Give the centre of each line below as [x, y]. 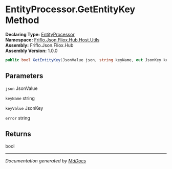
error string [18, 118]
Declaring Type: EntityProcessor [40, 34]
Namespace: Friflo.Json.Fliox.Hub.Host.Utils [52, 40]
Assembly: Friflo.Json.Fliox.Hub [39, 45]
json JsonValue [21, 88]
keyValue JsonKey [24, 108]
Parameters [24, 76]
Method [22, 20]
